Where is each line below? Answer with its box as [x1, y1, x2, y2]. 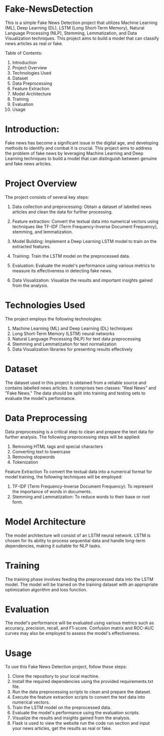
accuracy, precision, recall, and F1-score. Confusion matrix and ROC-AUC [5, 625, 154, 631]
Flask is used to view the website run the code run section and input [12, 720, 150, 726]
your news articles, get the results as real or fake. [12, 725, 112, 732]
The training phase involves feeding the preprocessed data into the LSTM [5, 576, 154, 582]
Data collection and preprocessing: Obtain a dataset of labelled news [12, 204, 152, 210]
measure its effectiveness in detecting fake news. [12, 267, 113, 273]
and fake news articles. [5, 160, 52, 166]
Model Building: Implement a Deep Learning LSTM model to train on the [12, 238, 157, 244]
